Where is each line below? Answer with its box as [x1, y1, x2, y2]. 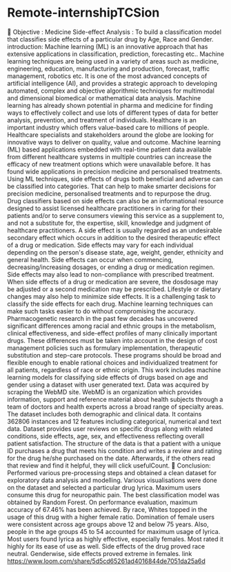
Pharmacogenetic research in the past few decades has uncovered [7, 314, 198, 322]
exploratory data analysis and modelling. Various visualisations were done [7, 476, 217, 484]
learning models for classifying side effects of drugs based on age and [7, 373, 208, 381]
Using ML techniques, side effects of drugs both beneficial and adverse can [7, 174, 223, 183]
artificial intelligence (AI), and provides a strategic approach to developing [7, 79, 217, 87]
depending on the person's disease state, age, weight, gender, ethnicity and [7, 248, 224, 257]
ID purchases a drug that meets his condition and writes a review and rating [7, 446, 222, 454]
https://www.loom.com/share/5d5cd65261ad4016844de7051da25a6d [7, 557, 205, 565]
